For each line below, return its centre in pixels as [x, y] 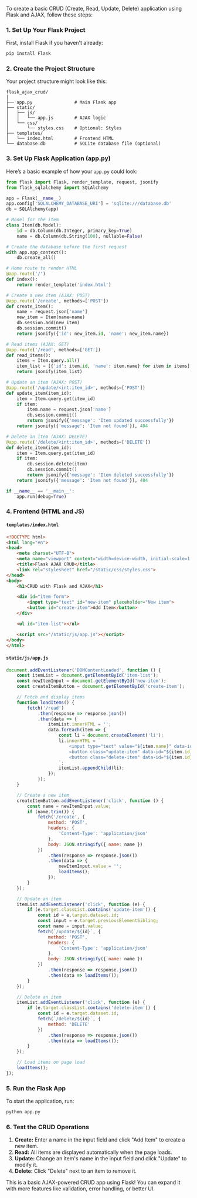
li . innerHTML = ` [79, 741]
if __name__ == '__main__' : [40, 491]
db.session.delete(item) [57, 464]
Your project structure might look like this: [57, 81]
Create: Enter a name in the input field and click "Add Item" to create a [100, 1140]
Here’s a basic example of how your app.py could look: [72, 171]
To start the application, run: [40, 1101]
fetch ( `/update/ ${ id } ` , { [69, 931]
